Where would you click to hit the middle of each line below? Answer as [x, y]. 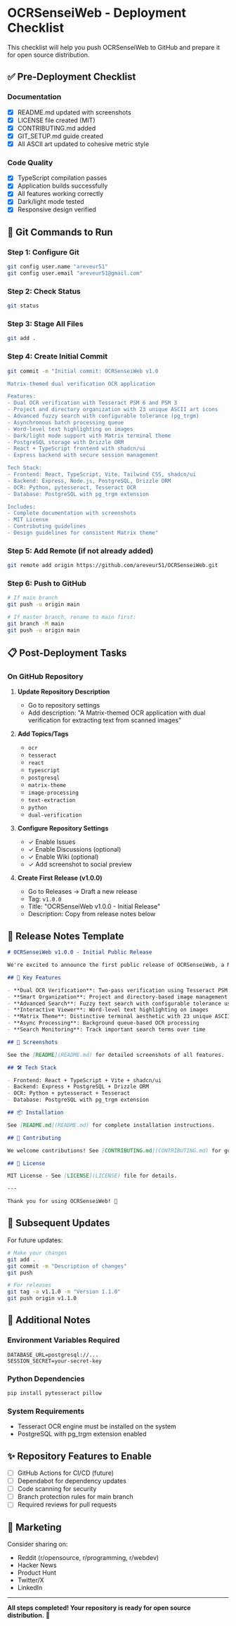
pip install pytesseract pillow [54, 1393]
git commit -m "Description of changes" [67, 1266]
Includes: [22, 507]
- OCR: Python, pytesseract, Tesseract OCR [72, 487]
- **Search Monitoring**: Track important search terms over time [106, 1030]
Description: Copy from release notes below [92, 914]
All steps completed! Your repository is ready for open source [99, 1608]
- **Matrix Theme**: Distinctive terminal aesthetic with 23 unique [110, 1017]
